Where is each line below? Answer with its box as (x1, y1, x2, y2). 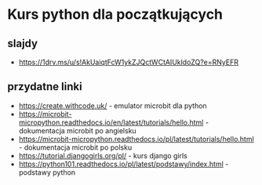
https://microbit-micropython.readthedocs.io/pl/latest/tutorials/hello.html (18, 134, 254, 143)
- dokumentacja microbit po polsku (18, 143, 133, 152)
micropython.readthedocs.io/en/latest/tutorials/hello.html (18, 118, 204, 127)
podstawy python (18, 167, 76, 177)
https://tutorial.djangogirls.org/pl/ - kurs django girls (18, 151, 187, 160)
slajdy (7, 37, 38, 50)
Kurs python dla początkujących (7, 5, 224, 24)
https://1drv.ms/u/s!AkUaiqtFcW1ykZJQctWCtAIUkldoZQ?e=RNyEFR (18, 57, 238, 67)
